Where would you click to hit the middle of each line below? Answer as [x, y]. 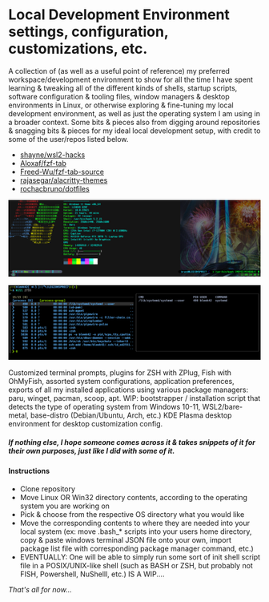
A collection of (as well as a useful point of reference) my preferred [119, 71]
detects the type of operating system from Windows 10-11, [104, 407]
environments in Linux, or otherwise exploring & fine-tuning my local [121, 105]
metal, [19, 415]
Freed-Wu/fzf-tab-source [62, 172]
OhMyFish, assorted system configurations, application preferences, [121, 382]
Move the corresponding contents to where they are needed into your [135, 523]
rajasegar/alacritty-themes [64, 180]
